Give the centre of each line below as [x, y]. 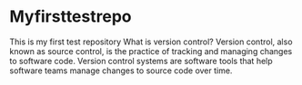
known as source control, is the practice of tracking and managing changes [151, 51]
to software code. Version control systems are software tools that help [141, 61]
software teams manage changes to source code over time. [121, 71]
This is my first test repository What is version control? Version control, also [151, 42]
